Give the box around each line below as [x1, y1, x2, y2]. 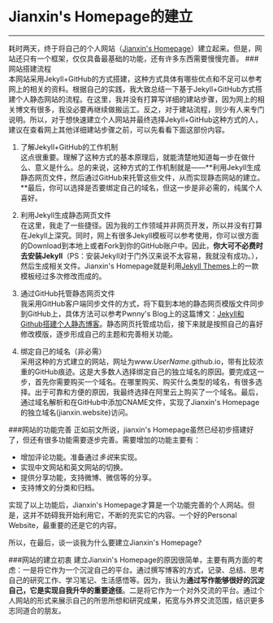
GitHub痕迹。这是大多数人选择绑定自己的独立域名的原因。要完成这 [34, 367, 258, 377]
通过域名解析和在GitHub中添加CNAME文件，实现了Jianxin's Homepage [19, 397, 260, 407]
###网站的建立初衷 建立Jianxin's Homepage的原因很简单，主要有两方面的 [8, 555, 257, 564]
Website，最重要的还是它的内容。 [8, 520, 122, 529]
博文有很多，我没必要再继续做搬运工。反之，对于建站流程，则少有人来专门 [15, 104, 265, 114]
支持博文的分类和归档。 [19, 482, 99, 492]
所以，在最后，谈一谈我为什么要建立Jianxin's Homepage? [8, 538, 202, 547]
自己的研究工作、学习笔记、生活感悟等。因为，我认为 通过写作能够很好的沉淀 [8, 575, 265, 585]
